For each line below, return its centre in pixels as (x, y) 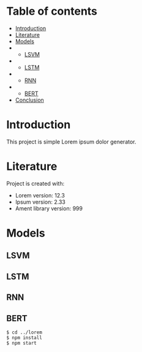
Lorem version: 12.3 (40, 195)
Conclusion (29, 100)
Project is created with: (35, 183)
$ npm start (21, 343)
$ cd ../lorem (24, 332)
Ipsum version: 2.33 (40, 202)
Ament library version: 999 (49, 208)
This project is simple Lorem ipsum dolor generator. (71, 142)
